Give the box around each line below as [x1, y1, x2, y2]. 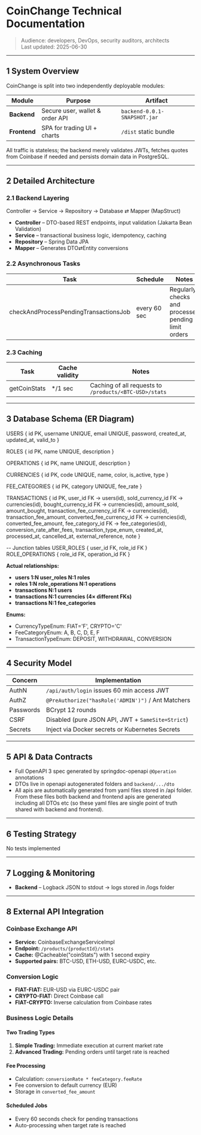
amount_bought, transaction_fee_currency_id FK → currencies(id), [6, 507, 169, 514]
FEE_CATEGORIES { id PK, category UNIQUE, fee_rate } [6, 483, 142, 490]
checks [169, 293, 190, 301]
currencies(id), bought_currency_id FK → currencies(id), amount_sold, [6, 501, 179, 508]
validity [56, 371, 79, 380]
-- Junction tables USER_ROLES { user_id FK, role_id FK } [6, 544, 148, 551]
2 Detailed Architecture [6, 176, 95, 186]
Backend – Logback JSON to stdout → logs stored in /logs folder [14, 884, 175, 891]
